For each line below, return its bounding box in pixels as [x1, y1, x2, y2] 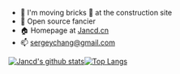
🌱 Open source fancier [19, 16, 96, 26]
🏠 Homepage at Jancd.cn [19, 25, 109, 35]
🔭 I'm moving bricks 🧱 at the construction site [19, 8, 173, 17]
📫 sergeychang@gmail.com [19, 37, 116, 47]
